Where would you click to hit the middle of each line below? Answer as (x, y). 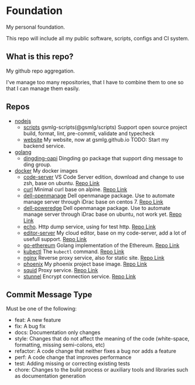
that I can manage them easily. (43, 88)
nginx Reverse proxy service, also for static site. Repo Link (94, 257)
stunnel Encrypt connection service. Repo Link (80, 276)
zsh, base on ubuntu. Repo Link (61, 183)
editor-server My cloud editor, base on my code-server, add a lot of (105, 233)
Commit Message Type (49, 295)
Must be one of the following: (42, 309)
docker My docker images (46, 170)
